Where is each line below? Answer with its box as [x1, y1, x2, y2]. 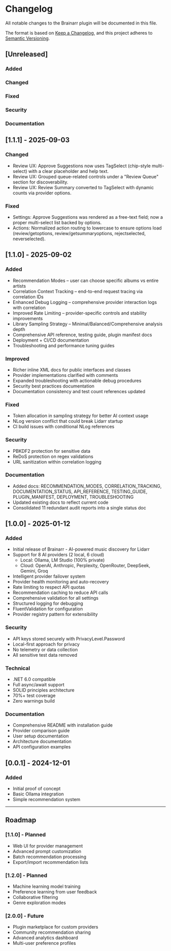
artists [12, 282, 26, 289]
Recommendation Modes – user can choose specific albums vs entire [12, 277, 159, 284]
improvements [12, 315, 43, 321]
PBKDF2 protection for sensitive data [12, 448, 91, 454]
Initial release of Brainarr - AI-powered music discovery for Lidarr [12, 546, 150, 552]
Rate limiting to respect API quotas [12, 584, 85, 590]
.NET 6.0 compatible [12, 676, 56, 682]
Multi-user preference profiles [12, 940, 76, 946]
